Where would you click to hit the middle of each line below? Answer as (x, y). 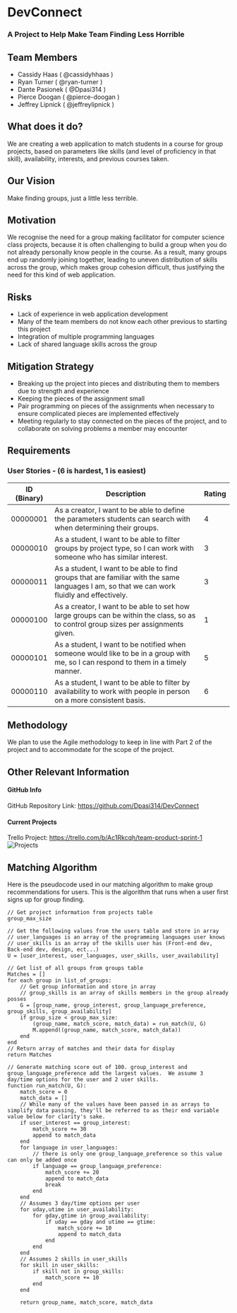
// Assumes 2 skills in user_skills (74, 1259)
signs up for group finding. (46, 900)
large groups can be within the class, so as (125, 615)
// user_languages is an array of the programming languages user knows (116, 937)
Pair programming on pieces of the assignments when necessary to (116, 406)
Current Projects (32, 822)
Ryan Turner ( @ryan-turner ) (60, 81)
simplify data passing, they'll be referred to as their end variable (113, 1111)
